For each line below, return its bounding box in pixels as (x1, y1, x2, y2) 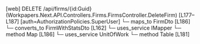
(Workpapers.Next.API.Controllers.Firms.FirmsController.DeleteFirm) (5, 11, 177, 19)
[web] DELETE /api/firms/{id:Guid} (5, 5, 92, 12)
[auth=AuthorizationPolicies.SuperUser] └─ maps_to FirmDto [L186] (20, 18, 190, 25)
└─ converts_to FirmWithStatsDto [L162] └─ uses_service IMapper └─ (5, 24, 182, 31)
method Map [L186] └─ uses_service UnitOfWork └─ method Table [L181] (5, 31, 190, 38)
